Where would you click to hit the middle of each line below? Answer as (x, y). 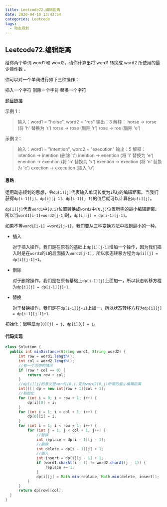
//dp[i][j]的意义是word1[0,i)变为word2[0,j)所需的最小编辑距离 (80, 384)
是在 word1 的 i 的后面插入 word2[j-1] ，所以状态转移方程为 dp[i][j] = (89, 253)
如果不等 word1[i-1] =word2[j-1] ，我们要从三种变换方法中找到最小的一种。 (82, 226)
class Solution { (23, 347)
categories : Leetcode (28, 19)
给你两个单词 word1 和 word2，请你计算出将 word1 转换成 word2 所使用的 (81, 62)
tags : (11, 24)
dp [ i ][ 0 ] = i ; (42, 402)
